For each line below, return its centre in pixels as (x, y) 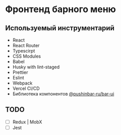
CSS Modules (27, 56)
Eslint (18, 78)
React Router (26, 46)
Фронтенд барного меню (60, 9)
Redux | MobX (27, 122)
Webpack (22, 83)
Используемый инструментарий (60, 28)
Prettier (20, 72)
